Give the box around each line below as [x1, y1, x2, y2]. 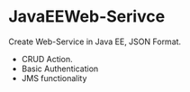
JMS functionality [21, 72, 87, 83]
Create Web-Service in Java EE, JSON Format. [8, 36, 182, 47]
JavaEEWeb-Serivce [8, 6, 166, 27]
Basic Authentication [21, 63, 99, 74]
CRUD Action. [21, 53, 73, 64]
